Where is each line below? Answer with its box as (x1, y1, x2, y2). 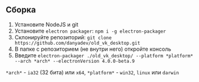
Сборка (5, 5, 36, 15)
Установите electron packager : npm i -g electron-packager (14, 27, 166, 34)
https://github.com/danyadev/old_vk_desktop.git (14, 40, 141, 46)
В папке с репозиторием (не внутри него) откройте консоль (14, 45, 172, 52)
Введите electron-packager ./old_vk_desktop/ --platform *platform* (14, 51, 194, 59)
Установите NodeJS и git (14, 20, 79, 28)
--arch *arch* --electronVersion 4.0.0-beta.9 (14, 58, 135, 64)
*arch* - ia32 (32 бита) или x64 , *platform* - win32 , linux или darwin (5, 69, 180, 76)
